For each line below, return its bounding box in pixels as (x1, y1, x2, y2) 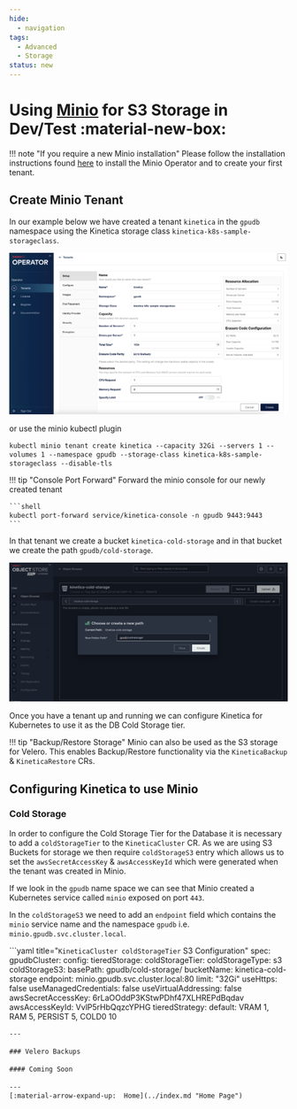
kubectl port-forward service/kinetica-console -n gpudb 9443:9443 (9, 511, 263, 520)
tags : (9, 33, 29, 42)
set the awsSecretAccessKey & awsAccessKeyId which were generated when (9, 856, 278, 866)
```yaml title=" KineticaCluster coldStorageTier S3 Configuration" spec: (9, 945, 271, 956)
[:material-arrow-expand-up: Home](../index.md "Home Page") (9, 1091, 243, 1100)
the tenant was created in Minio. (9, 866, 126, 876)
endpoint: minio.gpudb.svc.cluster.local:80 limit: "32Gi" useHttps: (39, 974, 278, 984)
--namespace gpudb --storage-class (48, 450, 179, 459)
